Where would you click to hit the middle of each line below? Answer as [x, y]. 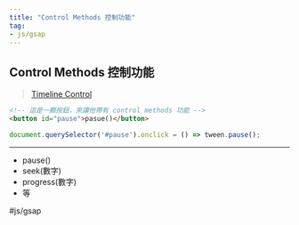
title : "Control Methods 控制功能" [73, 17]
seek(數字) [42, 171]
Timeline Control [61, 94]
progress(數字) [49, 181]
